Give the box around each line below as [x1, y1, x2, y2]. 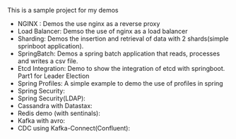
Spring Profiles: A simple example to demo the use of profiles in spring [17, 79, 224, 87]
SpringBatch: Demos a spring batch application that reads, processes [17, 49, 220, 58]
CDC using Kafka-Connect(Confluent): [17, 124, 131, 132]
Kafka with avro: [17, 117, 66, 125]
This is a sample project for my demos [7, 6, 119, 14]
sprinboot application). [17, 42, 84, 50]
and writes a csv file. [17, 57, 78, 65]
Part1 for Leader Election [17, 72, 90, 80]
